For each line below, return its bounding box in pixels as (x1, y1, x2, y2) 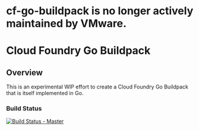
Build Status (6, 104, 42, 113)
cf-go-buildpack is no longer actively (6, 4, 194, 18)
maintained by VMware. (6, 17, 127, 30)
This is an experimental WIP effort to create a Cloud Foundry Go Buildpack (6, 83, 189, 90)
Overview (6, 67, 43, 78)
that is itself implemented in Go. (6, 90, 84, 97)
